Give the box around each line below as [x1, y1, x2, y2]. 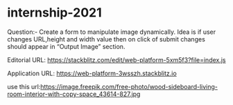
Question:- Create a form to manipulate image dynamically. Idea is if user [7, 28, 216, 36]
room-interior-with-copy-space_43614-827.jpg [7, 90, 141, 98]
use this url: [7, 82, 41, 90]
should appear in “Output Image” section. [7, 42, 126, 50]
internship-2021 [7, 5, 102, 21]
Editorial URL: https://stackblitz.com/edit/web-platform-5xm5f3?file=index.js [7, 55, 227, 64]
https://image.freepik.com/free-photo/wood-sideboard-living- [40, 82, 218, 90]
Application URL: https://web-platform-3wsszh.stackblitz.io [7, 69, 177, 77]
